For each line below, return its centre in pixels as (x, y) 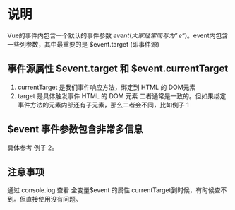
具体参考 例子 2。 (33, 147)
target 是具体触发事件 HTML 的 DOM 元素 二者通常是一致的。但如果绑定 (122, 95)
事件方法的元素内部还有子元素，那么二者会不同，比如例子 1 (103, 105)
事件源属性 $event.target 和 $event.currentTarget (118, 69)
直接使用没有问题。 (54, 199)
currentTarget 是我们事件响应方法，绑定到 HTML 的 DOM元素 (107, 87)
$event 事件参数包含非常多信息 (75, 129)
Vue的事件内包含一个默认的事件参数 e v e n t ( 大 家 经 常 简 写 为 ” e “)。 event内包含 (117, 35)
